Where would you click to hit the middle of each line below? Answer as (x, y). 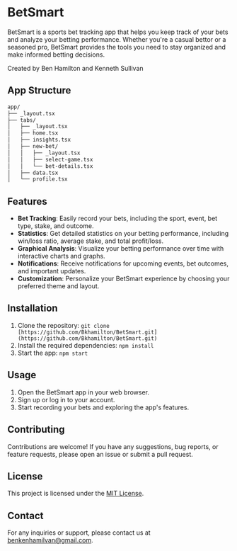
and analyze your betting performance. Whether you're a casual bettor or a (117, 39)
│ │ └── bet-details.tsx (50, 166)
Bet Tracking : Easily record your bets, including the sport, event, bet (117, 218)
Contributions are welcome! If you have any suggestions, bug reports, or (113, 446)
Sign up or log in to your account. (66, 399)
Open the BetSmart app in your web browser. (83, 392)
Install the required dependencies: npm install (86, 345)
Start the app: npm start (53, 353)
